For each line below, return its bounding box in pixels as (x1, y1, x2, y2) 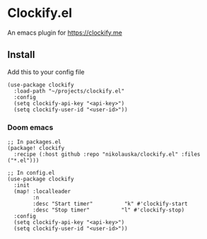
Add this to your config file (7, 67, 85, 76)
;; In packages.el (7, 139, 61, 146)
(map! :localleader (13, 188, 71, 195)
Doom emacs (7, 122, 54, 132)
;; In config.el (7, 170, 55, 177)
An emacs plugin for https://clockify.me (7, 28, 122, 37)
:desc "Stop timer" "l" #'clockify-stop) (32, 206, 185, 214)
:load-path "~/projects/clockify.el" (13, 87, 125, 95)
